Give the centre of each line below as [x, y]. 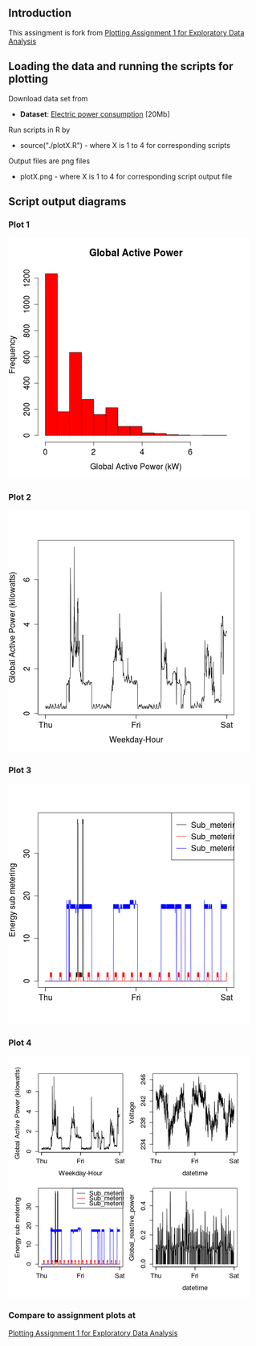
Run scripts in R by [39, 130]
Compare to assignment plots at [72, 1315]
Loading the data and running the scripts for [121, 66]
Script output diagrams [67, 202]
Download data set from [48, 98]
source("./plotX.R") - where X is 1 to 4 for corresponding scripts [125, 145]
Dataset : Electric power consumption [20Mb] [95, 114]
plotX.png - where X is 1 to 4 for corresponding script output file [126, 176]
